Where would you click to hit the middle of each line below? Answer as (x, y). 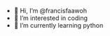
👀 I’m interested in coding (51, 18)
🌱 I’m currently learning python (59, 25)
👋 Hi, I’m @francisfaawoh (50, 11)
